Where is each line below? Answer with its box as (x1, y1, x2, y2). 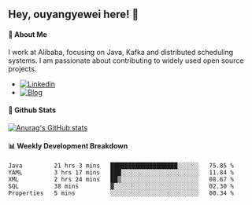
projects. (8, 64, 37, 73)
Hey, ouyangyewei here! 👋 (8, 8, 139, 21)
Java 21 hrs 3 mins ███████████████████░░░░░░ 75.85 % (8, 162, 235, 170)
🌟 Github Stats (8, 105, 57, 115)
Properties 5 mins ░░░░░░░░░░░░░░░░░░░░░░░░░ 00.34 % (8, 189, 235, 197)
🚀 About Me (8, 29, 47, 39)
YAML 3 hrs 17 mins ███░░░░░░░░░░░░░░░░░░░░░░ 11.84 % (8, 169, 235, 177)
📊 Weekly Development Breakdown (8, 141, 128, 151)
